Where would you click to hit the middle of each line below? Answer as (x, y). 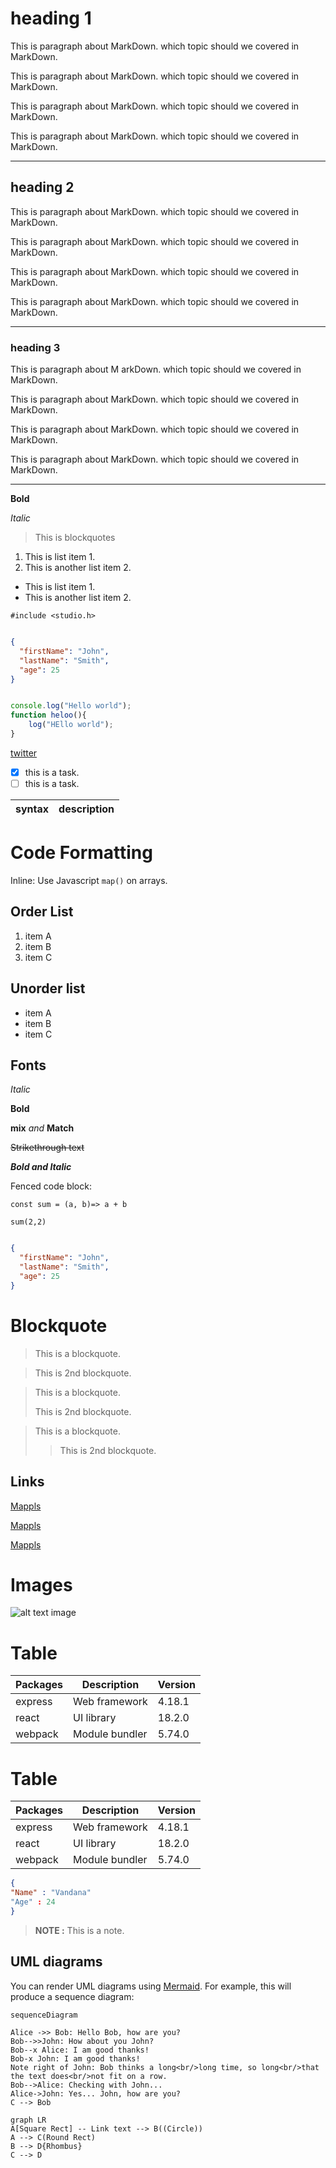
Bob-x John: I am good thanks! (75, 2058)
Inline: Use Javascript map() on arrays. (89, 880)
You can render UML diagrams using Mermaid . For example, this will (151, 1986)
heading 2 (42, 187)
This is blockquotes (75, 538)
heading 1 (51, 18)
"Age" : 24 (33, 1902)
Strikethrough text (47, 1148)
